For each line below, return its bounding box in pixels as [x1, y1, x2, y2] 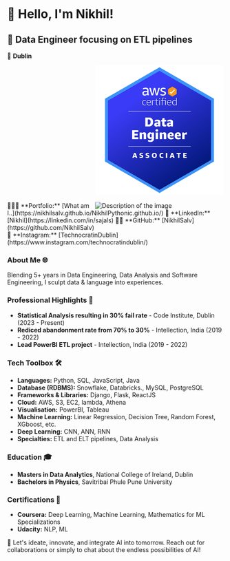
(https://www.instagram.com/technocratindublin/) [7, 238, 148, 246]
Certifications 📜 [7, 495, 61, 505]
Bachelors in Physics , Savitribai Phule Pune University [17, 478, 173, 486]
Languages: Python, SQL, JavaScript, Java [17, 376, 140, 384]
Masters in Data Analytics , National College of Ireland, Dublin [17, 471, 194, 479]
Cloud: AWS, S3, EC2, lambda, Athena [17, 398, 126, 406]
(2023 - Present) [17, 318, 65, 326]
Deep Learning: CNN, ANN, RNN [17, 427, 111, 436]
